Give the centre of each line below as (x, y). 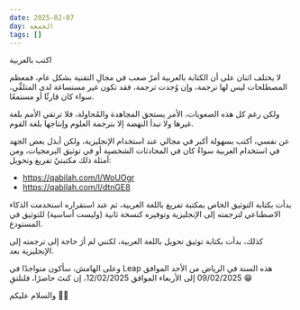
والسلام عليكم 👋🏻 (39, 296)
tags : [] (26, 34)
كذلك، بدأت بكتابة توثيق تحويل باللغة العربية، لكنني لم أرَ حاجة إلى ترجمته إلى (136, 242)
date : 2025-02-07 (42, 18)
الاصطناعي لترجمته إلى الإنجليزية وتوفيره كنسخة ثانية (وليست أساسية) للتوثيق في (145, 214)
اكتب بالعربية (31, 60)
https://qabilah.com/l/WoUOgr (78, 178)
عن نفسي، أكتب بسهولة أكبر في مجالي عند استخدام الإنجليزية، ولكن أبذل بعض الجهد (150, 141)
